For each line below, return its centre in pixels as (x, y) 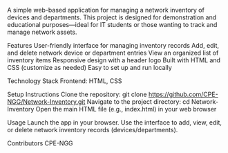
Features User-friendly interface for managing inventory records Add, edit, (113, 45)
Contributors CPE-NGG (40, 143)
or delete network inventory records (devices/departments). (93, 130)
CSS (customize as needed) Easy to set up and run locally (90, 67)
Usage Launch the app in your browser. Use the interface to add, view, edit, (115, 123)
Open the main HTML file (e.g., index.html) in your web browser (126, 109)
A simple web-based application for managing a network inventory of (106, 10)
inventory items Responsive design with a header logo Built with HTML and (114, 60)
